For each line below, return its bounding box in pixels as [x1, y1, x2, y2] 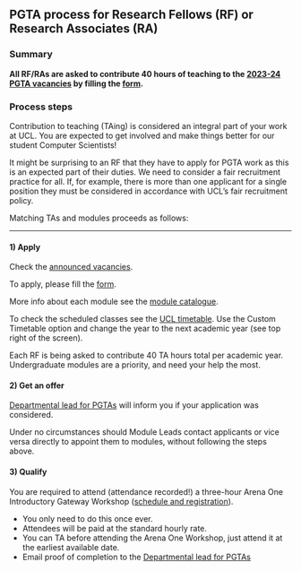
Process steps [9, 100, 73, 113]
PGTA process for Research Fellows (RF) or [9, 7, 254, 22]
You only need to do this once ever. [21, 513, 153, 523]
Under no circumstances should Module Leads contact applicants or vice [9, 427, 279, 437]
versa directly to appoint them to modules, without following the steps [9, 437, 267, 447]
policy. [9, 195, 34, 205]
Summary [9, 48, 54, 61]
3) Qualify [9, 466, 47, 477]
